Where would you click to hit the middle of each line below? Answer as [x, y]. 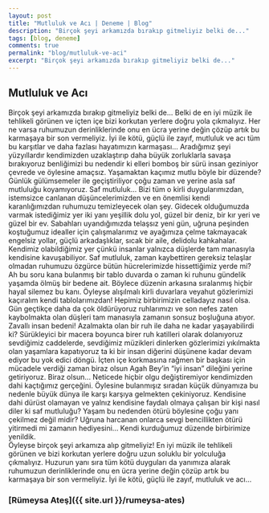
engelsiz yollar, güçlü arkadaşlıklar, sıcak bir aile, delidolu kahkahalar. [122, 240]
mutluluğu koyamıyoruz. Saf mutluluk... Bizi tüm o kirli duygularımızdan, [126, 189]
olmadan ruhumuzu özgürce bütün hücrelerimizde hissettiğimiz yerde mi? [130, 266]
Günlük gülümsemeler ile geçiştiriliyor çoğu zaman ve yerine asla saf [122, 181]
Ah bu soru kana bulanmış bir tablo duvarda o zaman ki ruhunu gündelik [127, 275]
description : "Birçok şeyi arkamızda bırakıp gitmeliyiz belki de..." [129, 31]
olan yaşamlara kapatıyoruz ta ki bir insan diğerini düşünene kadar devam [130, 351]
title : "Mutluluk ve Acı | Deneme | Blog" [80, 23]
